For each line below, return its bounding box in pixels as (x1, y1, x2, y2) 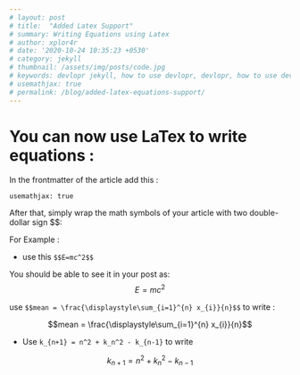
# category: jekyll (9, 54, 82, 63)
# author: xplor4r (9, 37, 78, 47)
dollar (9, 217, 30, 228)
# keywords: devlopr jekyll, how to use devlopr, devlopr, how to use (9, 71, 278, 80)
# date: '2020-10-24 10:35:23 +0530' (9, 46, 150, 55)
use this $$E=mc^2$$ (21, 252, 94, 262)
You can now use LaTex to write (9, 126, 247, 146)
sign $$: (31, 217, 62, 228)
